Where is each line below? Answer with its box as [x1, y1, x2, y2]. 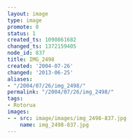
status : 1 [7, 29, 36, 37]
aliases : [7, 75, 33, 83]
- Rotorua [7, 102, 36, 109]
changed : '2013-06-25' [7, 69, 73, 76]
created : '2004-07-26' [7, 62, 73, 69]
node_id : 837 [7, 50, 45, 57]
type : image [7, 17, 42, 24]
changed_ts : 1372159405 [7, 43, 77, 50]
